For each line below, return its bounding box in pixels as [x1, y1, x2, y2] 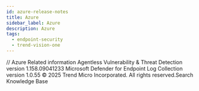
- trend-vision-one [11, 43, 61, 48]
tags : [6, 31, 20, 37]
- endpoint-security [11, 37, 63, 43]
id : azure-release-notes [6, 8, 69, 15]
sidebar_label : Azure [6, 20, 61, 26]
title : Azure [6, 14, 39, 20]
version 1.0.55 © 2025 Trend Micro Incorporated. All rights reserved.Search [6, 71, 194, 78]
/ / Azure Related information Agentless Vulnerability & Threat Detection [6, 58, 183, 66]
